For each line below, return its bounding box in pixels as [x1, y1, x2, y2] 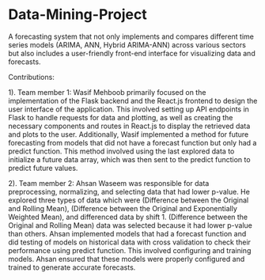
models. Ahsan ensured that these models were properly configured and [8, 254, 245, 263]
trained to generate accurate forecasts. [8, 263, 136, 272]
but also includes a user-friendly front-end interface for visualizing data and [8, 48, 256, 58]
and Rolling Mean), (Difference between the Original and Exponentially [8, 203, 237, 213]
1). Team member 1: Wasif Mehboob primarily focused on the [8, 87, 206, 96]
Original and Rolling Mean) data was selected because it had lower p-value [8, 220, 253, 230]
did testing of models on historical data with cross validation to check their [8, 237, 252, 247]
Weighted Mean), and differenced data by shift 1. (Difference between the [8, 212, 248, 221]
